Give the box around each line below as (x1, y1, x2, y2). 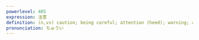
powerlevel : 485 (6, 8, 46, 15)
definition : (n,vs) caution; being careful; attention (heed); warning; (6, 19, 190, 25)
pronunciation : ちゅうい (6, 25, 64, 31)
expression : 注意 (6, 14, 47, 20)
